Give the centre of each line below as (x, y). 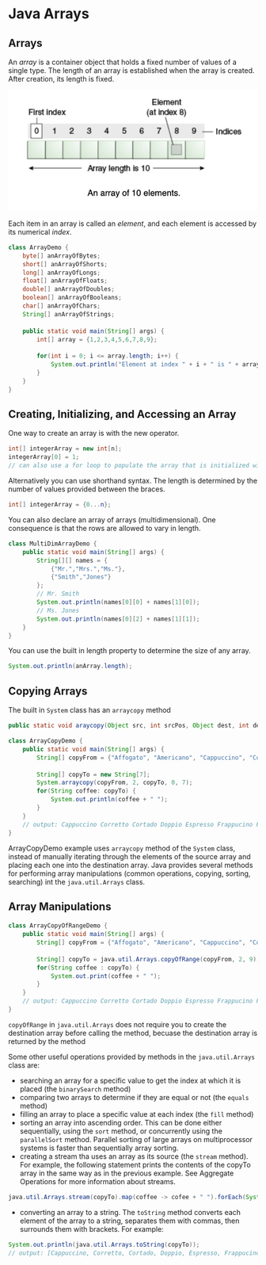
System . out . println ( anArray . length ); (70, 667)
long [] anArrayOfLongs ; (62, 273)
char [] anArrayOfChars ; (62, 306)
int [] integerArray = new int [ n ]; (65, 449)
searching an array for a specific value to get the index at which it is (130, 1080)
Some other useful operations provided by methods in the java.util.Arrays (132, 1057)
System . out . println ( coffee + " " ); (109, 800)
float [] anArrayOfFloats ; (65, 281)
